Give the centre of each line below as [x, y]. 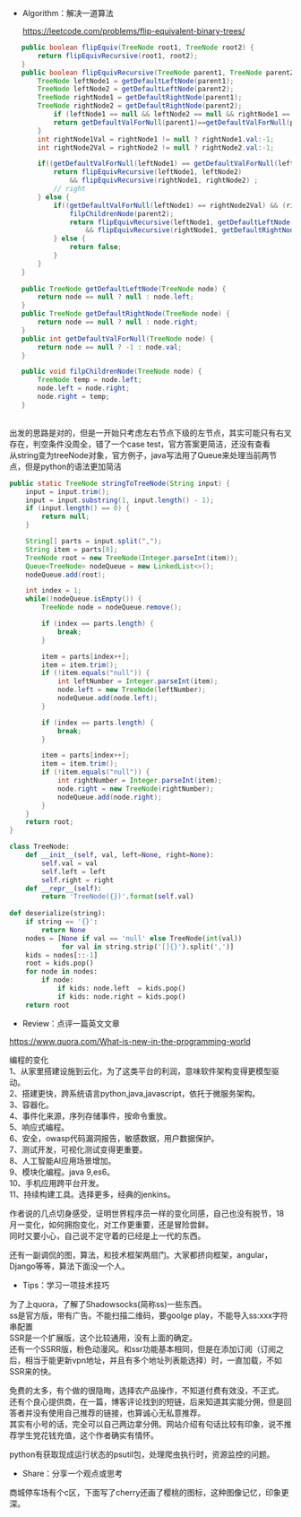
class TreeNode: [39, 847]
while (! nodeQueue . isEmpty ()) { [84, 599]
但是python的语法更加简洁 [73, 466]
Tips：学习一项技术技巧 [66, 1285]
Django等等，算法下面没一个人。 [69, 1266]
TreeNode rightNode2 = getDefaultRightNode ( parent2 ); [140, 106]
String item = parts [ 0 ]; [72, 550]
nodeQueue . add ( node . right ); [110, 797]
